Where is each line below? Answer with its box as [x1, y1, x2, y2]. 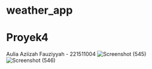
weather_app [6, 4, 73, 17]
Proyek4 [6, 31, 49, 45]
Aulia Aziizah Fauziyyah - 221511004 [6, 51, 96, 58]
